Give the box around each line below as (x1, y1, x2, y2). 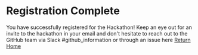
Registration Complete (6, 4, 120, 18)
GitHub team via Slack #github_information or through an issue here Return (6, 36, 191, 43)
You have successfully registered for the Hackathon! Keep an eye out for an (6, 24, 192, 31)
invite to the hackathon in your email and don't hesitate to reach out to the (6, 30, 188, 37)
